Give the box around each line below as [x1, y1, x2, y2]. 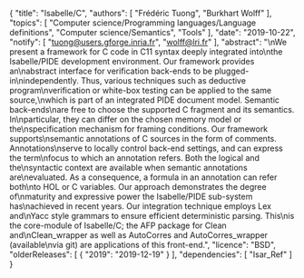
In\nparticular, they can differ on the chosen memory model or [9, 114, 242, 124]
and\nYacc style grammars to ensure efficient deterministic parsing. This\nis [9, 211, 295, 221]
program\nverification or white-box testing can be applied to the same [9, 85, 272, 95]
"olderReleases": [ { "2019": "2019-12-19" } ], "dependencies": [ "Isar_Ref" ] [9, 249, 293, 260]
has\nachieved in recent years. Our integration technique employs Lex [9, 201, 272, 212]
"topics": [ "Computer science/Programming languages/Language [9, 17, 257, 28]
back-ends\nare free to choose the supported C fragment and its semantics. [9, 104, 295, 114]
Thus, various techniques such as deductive [80, 75, 247, 85]
